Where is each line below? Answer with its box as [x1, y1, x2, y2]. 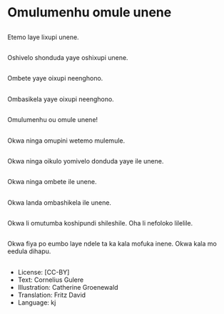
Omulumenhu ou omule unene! [7, 116, 98, 124]
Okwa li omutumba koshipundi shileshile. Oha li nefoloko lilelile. [7, 219, 193, 228]
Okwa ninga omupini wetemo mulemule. [7, 136, 126, 145]
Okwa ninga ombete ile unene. [7, 178, 97, 186]
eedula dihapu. [7, 247, 51, 255]
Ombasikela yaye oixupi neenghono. [7, 94, 114, 103]
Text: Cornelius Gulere [17, 275, 84, 284]
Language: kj [17, 298, 56, 307]
